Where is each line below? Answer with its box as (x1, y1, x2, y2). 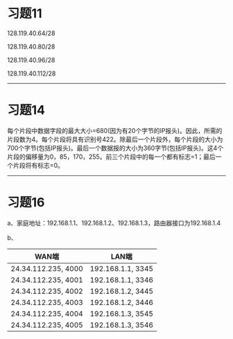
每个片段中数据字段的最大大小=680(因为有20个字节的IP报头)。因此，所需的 (7, 126, 223, 134)
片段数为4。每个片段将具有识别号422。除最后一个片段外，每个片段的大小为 (7, 135, 223, 144)
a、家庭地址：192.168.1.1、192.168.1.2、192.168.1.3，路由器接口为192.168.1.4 (7, 218, 221, 227)
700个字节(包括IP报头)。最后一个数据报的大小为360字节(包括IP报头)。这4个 (7, 144, 224, 152)
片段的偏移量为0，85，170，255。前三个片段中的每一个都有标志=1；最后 (7, 153, 216, 161)
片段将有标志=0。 (12, 161, 64, 169)
